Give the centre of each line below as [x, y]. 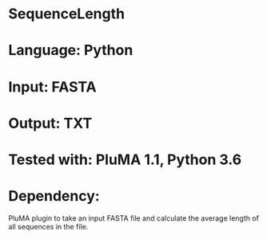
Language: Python [71, 51]
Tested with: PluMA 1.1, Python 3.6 [125, 159]
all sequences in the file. [48, 226]
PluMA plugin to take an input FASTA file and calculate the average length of [134, 218]
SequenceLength [67, 14]
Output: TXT [50, 123]
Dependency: [54, 196]
